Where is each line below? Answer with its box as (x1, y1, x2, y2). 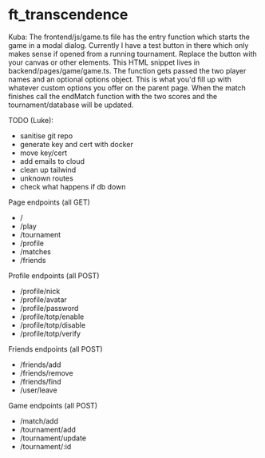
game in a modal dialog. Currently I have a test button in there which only (8, 40, 249, 50)
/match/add (19, 416, 58, 425)
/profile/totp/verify (19, 329, 81, 338)
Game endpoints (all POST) (8, 400, 98, 410)
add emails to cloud (19, 156, 85, 165)
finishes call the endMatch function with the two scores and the (8, 91, 218, 101)
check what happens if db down (19, 181, 126, 191)
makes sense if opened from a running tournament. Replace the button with (8, 49, 257, 58)
